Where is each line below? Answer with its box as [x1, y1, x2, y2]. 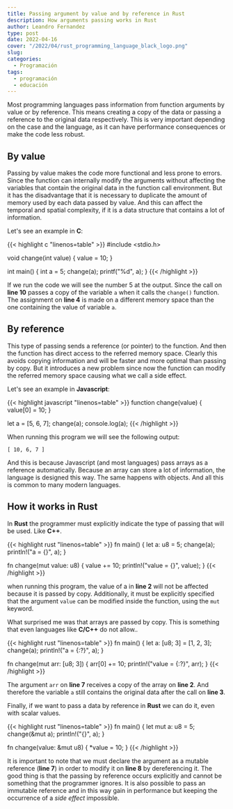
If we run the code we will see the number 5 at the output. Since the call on [7, 281, 223, 289]
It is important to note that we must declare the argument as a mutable [7, 757, 209, 765]
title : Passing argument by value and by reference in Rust [7, 10, 186, 17]
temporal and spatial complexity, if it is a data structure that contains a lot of [7, 206, 225, 215]
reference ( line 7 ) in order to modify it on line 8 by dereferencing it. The [7, 764, 212, 772]
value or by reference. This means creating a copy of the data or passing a [7, 108, 221, 116]
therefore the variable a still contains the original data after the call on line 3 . [7, 688, 226, 696]
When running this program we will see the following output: [7, 433, 180, 441]
